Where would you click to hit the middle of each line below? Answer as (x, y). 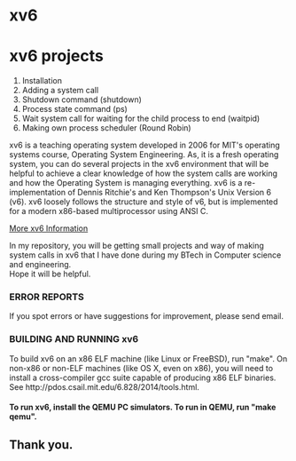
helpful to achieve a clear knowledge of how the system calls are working (143, 173)
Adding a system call (60, 91)
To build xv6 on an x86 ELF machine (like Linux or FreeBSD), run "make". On (148, 358)
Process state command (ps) (75, 109)
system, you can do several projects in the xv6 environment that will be (139, 164)
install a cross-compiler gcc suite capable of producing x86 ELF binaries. (143, 378)
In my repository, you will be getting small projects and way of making (136, 246)
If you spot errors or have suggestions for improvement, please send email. (147, 316)
